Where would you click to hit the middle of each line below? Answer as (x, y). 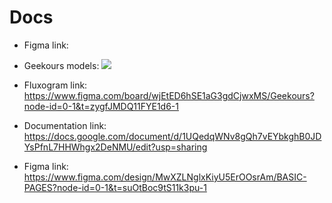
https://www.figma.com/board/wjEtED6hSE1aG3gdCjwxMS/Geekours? (169, 95)
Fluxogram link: (55, 85)
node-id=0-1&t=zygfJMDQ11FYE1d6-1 (101, 106)
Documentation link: (65, 125)
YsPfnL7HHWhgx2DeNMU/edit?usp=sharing (115, 147)
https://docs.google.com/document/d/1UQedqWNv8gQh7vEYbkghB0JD (172, 136)
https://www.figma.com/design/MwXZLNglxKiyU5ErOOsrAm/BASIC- (165, 177)
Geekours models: (61, 65)
